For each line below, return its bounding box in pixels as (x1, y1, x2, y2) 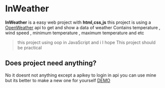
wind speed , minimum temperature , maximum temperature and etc (5, 30, 145, 36)
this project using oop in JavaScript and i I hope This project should (17, 39, 156, 45)
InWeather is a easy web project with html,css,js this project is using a (5, 19, 152, 25)
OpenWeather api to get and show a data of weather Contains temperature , (5, 24, 161, 30)
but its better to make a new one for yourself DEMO (5, 77, 111, 83)
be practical (17, 44, 42, 50)
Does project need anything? (5, 59, 97, 67)
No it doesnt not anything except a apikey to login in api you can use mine (5, 72, 157, 78)
